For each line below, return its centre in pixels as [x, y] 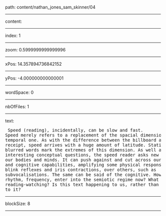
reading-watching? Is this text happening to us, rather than [82, 185]
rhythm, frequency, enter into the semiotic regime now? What [82, 180]
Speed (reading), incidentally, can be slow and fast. [75, 130]
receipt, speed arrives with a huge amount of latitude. [76, 145]
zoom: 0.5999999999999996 [35, 50]
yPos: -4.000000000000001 [34, 78]
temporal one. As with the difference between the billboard [81, 140]
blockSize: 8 [18, 204]
